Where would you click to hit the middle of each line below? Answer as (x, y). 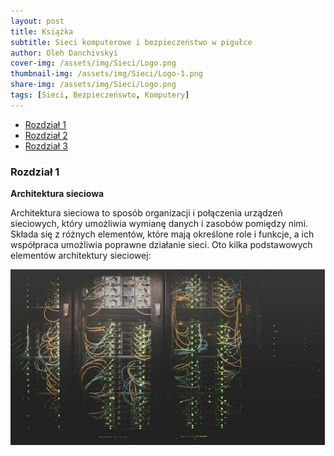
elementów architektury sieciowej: (81, 256)
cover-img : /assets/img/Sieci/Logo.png (93, 63)
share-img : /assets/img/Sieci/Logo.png (93, 85)
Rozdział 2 (46, 135)
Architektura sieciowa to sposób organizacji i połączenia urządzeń (146, 213)
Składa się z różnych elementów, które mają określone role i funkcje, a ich (162, 234)
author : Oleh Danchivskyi (64, 53)
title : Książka (42, 31)
